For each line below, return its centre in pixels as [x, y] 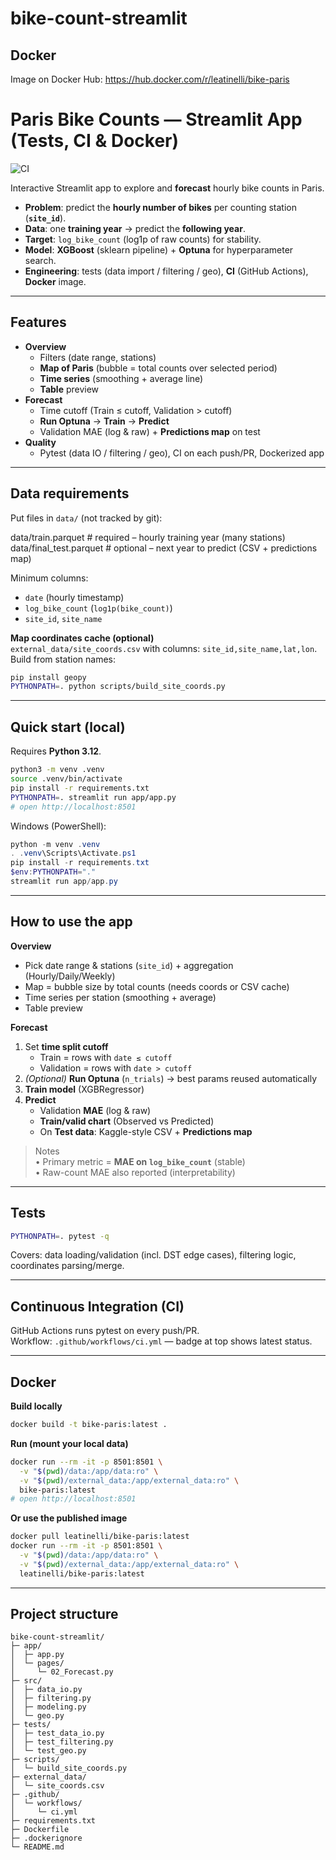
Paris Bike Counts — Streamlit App [156, 119]
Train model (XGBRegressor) [84, 1089]
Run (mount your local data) [69, 1443]
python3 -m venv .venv [57, 770]
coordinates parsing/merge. [67, 1266]
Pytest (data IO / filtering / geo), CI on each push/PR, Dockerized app [182, 453]
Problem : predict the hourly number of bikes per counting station [160, 207]
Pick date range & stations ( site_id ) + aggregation [129, 965]
